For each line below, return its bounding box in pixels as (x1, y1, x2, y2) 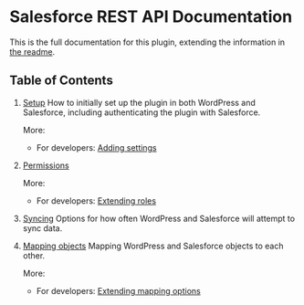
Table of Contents (9, 73, 114, 89)
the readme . (9, 46, 56, 57)
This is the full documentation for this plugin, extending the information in (9, 37, 286, 47)
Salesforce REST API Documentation (9, 6, 293, 27)
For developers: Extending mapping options (36, 285, 201, 296)
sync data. (22, 222, 63, 234)
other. (22, 249, 46, 261)
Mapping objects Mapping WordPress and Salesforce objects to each (22, 240, 284, 251)
